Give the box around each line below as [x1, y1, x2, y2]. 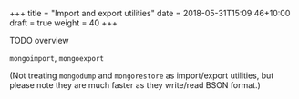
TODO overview [9, 35, 70, 45]
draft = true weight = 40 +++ [9, 17, 119, 28]
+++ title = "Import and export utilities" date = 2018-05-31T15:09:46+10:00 [9, 8, 291, 18]
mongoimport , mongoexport [9, 53, 105, 63]
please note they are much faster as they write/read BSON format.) [9, 80, 262, 90]
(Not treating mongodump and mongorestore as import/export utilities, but [9, 70, 274, 81]
